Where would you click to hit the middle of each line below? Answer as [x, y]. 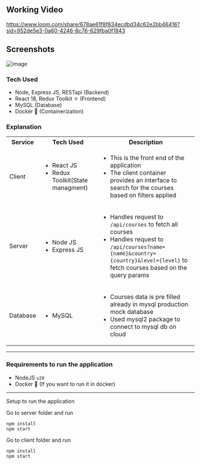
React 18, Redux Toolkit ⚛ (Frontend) [60, 99]
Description [146, 142]
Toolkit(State [70, 181]
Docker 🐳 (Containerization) [49, 111]
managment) [70, 188]
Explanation [24, 127]
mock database [132, 312]
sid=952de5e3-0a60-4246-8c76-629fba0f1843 [66, 30]
